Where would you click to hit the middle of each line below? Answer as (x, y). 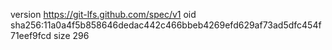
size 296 (71, 35)
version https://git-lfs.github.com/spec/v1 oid (103, 14)
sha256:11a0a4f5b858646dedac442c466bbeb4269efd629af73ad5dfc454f (166, 25)
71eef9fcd (31, 35)
